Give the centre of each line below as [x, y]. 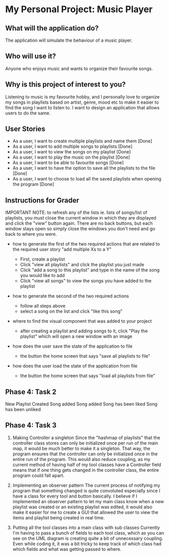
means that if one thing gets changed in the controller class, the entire [86, 470]
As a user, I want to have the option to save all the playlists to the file [84, 168]
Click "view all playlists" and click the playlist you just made [82, 265]
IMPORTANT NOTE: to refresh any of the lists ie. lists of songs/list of [76, 212]
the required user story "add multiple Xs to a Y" [62, 250]
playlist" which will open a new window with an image [76, 336]
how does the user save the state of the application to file [72, 346]
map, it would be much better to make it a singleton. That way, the [81, 448]
